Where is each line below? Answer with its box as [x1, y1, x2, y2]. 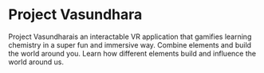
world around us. [8, 57, 65, 67]
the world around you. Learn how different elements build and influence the [8, 48, 257, 58]
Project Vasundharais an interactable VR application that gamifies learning [8, 32, 252, 41]
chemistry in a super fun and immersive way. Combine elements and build [8, 40, 252, 49]
